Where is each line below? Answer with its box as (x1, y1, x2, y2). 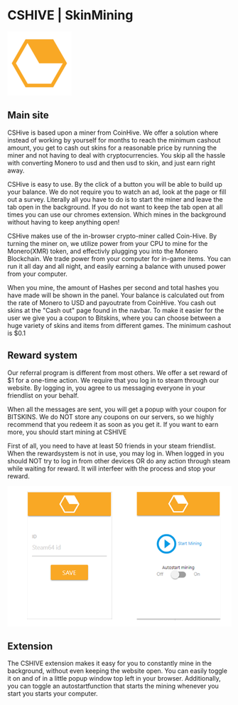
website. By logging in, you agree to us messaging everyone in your (7, 384, 206, 392)
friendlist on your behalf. (7, 391, 80, 399)
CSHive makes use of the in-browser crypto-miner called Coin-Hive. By (7, 232, 217, 240)
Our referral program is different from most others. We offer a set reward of (7, 368, 228, 377)
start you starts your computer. (7, 689, 98, 698)
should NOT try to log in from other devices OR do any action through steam (7, 456, 231, 465)
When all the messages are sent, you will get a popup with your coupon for (7, 405, 227, 413)
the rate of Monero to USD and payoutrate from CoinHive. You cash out (7, 298, 217, 307)
